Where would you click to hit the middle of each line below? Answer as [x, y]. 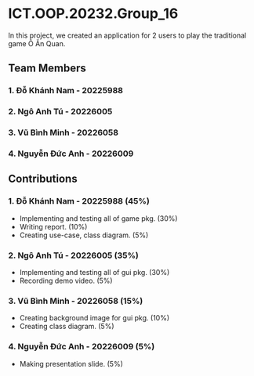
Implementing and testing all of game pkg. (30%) [98, 218]
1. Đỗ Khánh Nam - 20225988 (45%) [79, 201]
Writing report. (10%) [53, 226]
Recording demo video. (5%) [66, 280]
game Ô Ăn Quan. [37, 43]
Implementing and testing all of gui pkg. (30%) [94, 272]
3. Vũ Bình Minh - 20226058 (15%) [76, 301]
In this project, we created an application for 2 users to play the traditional [127, 35]
